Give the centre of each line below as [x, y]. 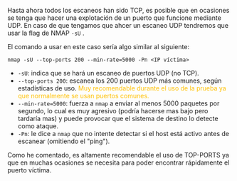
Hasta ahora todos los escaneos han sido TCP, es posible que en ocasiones [118, 10]
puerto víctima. [30, 170]
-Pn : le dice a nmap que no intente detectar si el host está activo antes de [123, 134]
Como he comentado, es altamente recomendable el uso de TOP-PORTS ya [118, 155]
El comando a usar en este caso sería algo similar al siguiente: [99, 47]
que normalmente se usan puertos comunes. [83, 96]
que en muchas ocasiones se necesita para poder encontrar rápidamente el [118, 162]
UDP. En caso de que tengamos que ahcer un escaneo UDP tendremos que [118, 25]
